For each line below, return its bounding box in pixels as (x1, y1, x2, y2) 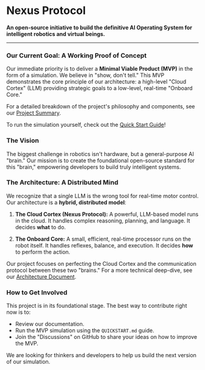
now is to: (6, 308, 31, 316)
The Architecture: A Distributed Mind (6, 178, 119, 187)
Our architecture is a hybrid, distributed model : (6, 199, 127, 206)
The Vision (6, 137, 40, 145)
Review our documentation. (15, 321, 85, 328)
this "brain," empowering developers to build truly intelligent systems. (6, 163, 181, 171)
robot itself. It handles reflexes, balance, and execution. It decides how (15, 241, 193, 249)
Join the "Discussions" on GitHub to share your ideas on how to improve (15, 333, 198, 341)
